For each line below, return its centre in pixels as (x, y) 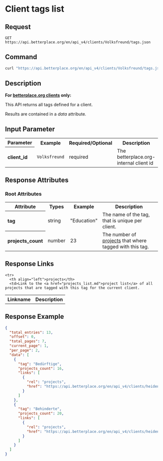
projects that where (124, 240)
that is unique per (122, 221)
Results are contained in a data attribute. (46, 114)
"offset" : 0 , (23, 337)
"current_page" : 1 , (29, 346)
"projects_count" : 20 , (41, 413)
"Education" (84, 221)
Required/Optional (90, 143)
